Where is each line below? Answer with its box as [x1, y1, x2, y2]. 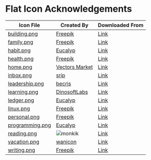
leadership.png [8, 80, 45, 87]
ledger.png [8, 97, 34, 104]
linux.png [8, 105, 30, 112]
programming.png [8, 121, 51, 128]
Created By [60, 21, 89, 29]
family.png [8, 38, 33, 45]
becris [56, 80, 72, 87]
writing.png [8, 146, 35, 153]
